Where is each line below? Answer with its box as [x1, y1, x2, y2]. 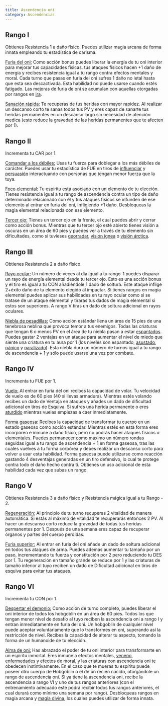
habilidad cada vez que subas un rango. [5, 466, 88, 473]
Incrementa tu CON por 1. [5, 596, 58, 602]
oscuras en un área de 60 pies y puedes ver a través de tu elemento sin [5, 227, 153, 234]
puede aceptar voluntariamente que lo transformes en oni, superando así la [5, 627, 161, 633]
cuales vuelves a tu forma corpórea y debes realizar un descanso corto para [5, 445, 163, 451]
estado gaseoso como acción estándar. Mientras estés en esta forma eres [5, 424, 158, 430]
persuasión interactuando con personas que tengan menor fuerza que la [5, 171, 155, 177]
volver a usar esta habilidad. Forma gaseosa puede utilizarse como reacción [5, 451, 163, 457]
